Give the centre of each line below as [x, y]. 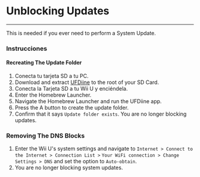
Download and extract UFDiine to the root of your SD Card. [87, 82]
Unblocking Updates [58, 11]
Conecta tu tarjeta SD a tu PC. [51, 76]
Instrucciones [27, 48]
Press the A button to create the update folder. [72, 108]
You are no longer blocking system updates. [69, 167]
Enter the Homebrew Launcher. [53, 95]
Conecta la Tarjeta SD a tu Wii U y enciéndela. [71, 89]
